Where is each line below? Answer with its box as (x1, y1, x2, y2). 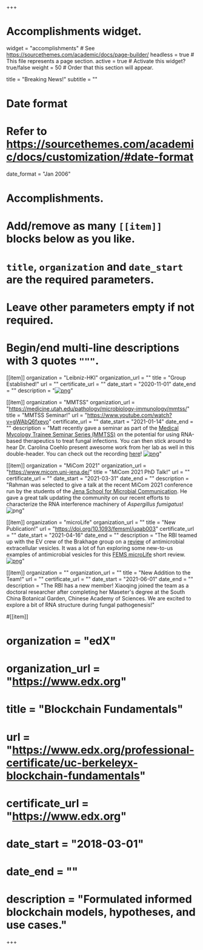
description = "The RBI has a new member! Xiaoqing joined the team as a (6, 582, 189, 589)
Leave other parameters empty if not (6, 301, 195, 314)
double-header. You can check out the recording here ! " (6, 450, 162, 457)
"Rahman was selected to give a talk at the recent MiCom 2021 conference (6, 481, 193, 488)
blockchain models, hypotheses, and (6, 905, 196, 919)
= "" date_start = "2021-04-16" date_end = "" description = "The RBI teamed (6, 531, 198, 539)
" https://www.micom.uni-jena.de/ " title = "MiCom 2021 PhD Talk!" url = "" (6, 468, 190, 476)
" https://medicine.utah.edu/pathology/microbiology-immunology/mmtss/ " (6, 405, 190, 412)
